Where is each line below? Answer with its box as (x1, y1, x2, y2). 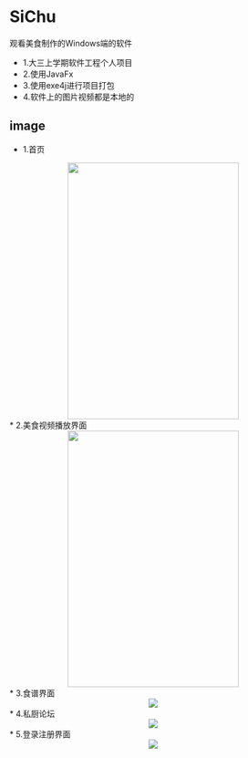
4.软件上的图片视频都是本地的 (22, 91, 135, 102)
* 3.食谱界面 (9, 687, 56, 699)
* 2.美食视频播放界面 (9, 420, 88, 431)
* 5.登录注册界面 (9, 728, 71, 740)
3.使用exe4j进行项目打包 (22, 79, 115, 90)
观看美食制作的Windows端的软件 (9, 37, 133, 48)
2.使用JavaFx (22, 68, 74, 79)
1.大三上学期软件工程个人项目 (22, 57, 133, 67)
